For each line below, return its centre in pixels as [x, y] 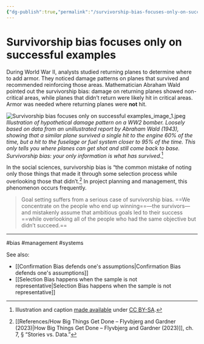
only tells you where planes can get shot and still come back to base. [93, 148]
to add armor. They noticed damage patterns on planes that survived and [98, 78]
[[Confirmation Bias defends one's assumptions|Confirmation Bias [98, 266]
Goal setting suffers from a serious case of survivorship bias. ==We [105, 199]
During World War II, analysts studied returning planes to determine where [99, 72]
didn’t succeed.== [44, 225]
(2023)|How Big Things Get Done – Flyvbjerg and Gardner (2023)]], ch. [104, 328]
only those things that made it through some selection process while [92, 174]
